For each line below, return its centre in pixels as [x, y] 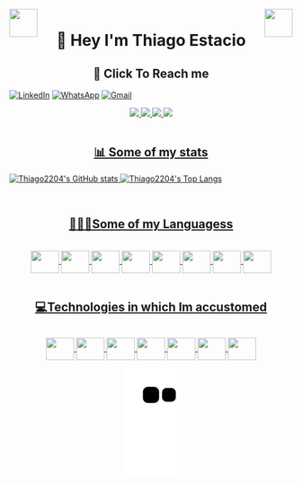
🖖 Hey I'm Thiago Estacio [151, 41]
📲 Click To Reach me [151, 73]
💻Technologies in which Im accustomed [151, 307]
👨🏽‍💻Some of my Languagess [151, 224]
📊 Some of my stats [151, 152]
